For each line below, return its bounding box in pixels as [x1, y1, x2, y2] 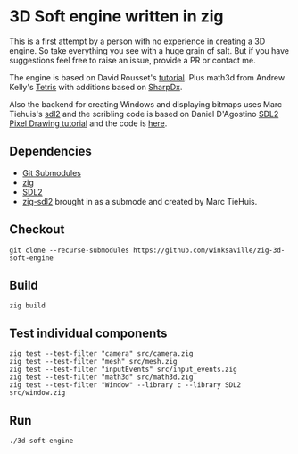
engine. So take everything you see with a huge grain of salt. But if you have [9, 45, 290, 55]
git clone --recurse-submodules [9, 246, 129, 255]
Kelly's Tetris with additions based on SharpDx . [9, 81, 183, 92]
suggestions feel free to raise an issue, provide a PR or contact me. [9, 55, 256, 65]
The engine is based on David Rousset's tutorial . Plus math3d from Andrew [9, 71, 286, 82]
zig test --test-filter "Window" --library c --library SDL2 [9, 381, 242, 390]
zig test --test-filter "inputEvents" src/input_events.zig [9, 365, 238, 374]
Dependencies [9, 144, 92, 159]
